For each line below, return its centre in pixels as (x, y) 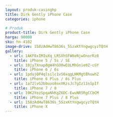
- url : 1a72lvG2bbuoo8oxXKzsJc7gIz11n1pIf (54, 84)
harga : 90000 (19, 37)
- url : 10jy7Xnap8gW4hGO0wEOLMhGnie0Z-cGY (54, 65)
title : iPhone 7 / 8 (35, 88)
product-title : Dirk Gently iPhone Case (48, 33)
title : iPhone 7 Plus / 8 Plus (47, 98)
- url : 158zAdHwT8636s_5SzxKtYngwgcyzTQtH (54, 102)
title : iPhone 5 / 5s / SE (42, 60)
